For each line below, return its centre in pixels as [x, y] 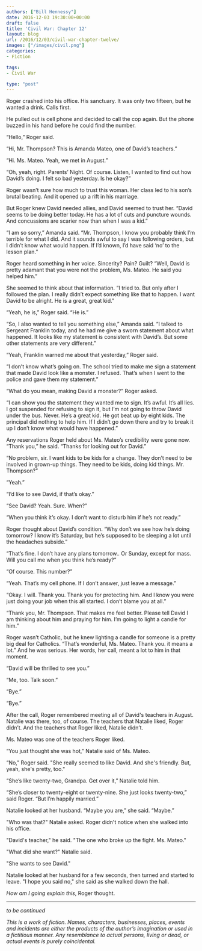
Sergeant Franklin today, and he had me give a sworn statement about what [100, 330]
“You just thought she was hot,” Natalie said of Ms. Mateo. [78, 751]
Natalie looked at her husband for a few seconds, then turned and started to [100, 875]
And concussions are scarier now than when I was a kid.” [77, 221]
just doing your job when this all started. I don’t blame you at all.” [86, 601]
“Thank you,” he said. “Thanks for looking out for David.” [76, 447]
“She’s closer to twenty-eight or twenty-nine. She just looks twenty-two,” [97, 793]
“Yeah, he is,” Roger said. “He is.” [47, 312]
